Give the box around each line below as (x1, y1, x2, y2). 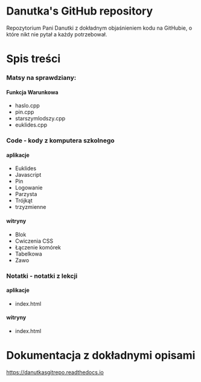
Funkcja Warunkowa (6, 88, 59, 96)
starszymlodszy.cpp (14, 115, 66, 122)
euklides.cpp (14, 121, 48, 128)
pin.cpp (14, 108, 34, 116)
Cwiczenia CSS (14, 237, 54, 245)
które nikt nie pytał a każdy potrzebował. (6, 30, 107, 38)
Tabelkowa (14, 250, 42, 257)
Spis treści (6, 52, 61, 66)
